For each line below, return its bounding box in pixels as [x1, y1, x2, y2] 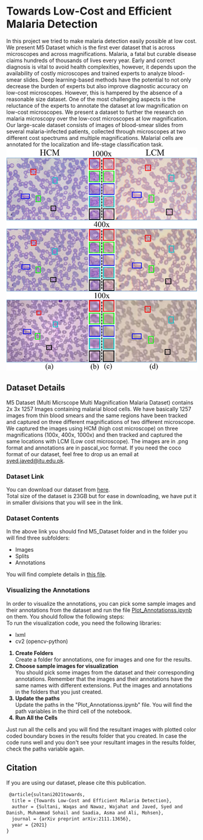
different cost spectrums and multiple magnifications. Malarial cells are [6, 134, 184, 141]
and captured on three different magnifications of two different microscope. [6, 418, 195, 425]
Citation [6, 763, 38, 773]
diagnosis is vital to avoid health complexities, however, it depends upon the [6, 63, 196, 71]
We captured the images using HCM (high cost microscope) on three [6, 425, 179, 432]
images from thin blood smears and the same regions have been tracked [6, 412, 188, 419]
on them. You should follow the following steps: [6, 613, 125, 620]
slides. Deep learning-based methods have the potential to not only [23, 76, 191, 83]
